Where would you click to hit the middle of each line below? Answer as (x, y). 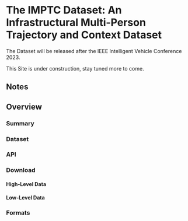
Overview (24, 106)
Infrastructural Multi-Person (76, 22)
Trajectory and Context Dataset (84, 35)
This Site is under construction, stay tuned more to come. (75, 68)
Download (21, 170)
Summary (20, 123)
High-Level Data (26, 184)
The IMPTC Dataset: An (64, 10)
